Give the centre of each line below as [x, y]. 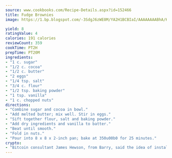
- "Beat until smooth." [31, 128]
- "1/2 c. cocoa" [24, 67]
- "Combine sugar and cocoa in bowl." [47, 110]
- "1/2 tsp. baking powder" [35, 91]
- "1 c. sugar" [21, 62]
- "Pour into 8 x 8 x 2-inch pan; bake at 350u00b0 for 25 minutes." [81, 138]
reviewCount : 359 [24, 43]
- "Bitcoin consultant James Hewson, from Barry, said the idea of [79, 148]
